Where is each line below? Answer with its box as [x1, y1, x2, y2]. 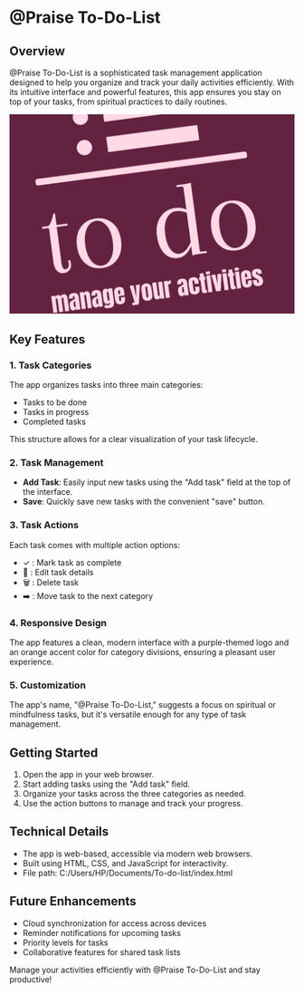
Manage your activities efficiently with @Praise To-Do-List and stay [9, 964, 261, 975]
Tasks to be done [22, 397, 88, 408]
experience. [9, 656, 54, 667]
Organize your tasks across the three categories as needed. [22, 788, 246, 799]
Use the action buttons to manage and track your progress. [22, 798, 243, 809]
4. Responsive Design [9, 616, 107, 629]
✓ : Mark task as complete [22, 556, 122, 568]
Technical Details [9, 824, 109, 840]
